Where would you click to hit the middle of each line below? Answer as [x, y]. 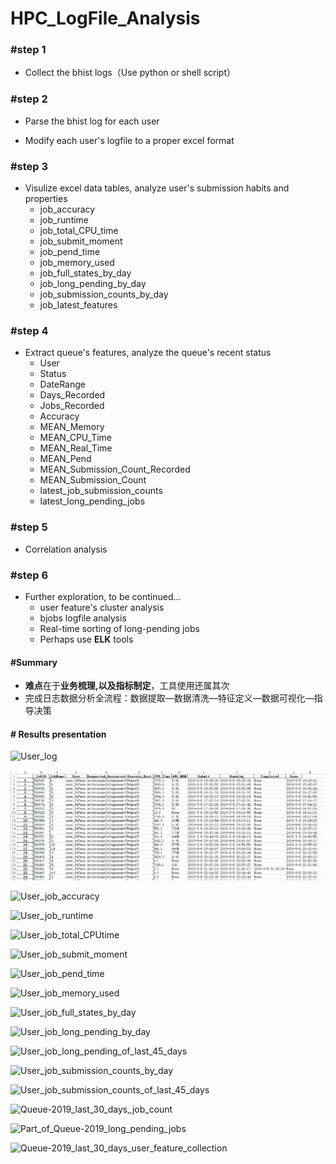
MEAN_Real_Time [76, 448]
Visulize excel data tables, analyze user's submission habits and [157, 188]
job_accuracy [67, 209]
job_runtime [64, 220]
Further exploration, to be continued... [103, 596]
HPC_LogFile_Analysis [105, 18]
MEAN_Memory [72, 427]
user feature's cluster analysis [102, 607]
